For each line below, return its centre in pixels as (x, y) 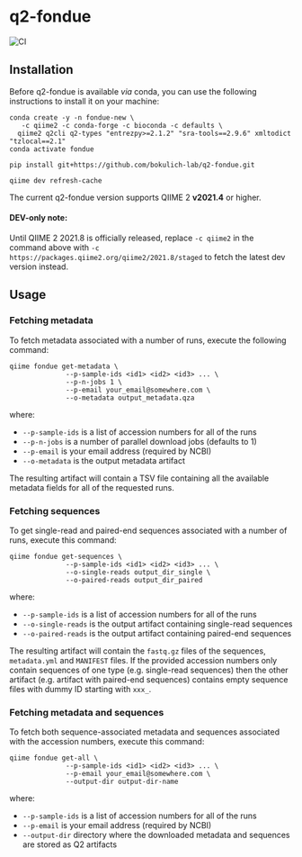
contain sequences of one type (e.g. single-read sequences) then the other (149, 670)
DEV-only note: (39, 218)
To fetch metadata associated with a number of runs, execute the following (148, 340)
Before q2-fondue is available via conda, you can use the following (133, 91)
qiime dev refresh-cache (56, 180)
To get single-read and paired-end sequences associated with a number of (148, 530)
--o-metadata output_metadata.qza (130, 398)
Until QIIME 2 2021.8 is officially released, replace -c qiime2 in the (132, 238)
